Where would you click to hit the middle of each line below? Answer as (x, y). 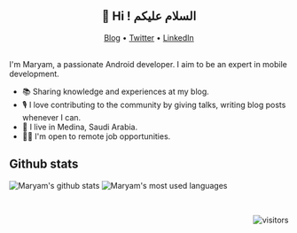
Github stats (44, 164)
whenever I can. (51, 117)
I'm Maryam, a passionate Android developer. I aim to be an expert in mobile (148, 64)
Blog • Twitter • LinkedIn (149, 37)
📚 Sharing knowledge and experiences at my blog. (116, 91)
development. (34, 74)
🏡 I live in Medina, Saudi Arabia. (80, 127)
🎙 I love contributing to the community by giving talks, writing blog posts (154, 105)
